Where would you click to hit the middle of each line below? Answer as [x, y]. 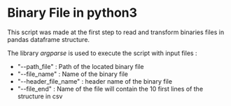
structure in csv [40, 96]
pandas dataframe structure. [48, 39]
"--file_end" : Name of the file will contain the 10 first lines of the [110, 89]
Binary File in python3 [72, 13]
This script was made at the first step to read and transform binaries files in [116, 32]
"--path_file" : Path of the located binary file [80, 66]
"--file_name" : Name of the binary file [72, 74]
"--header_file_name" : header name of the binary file [95, 81]
